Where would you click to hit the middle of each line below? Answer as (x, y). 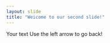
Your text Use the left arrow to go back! (54, 34)
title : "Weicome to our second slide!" (56, 17)
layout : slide (24, 11)
